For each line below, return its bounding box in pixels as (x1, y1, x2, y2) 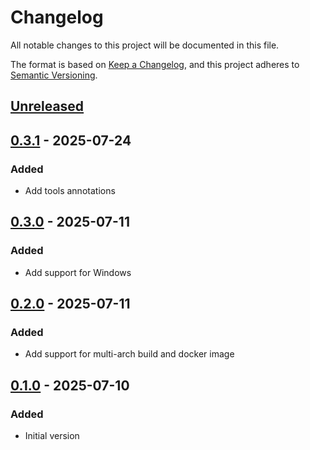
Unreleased (10, 98, 85, 115)
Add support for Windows (24, 266, 132, 278)
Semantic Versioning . (10, 69, 98, 81)
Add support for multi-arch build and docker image (24, 348, 235, 360)
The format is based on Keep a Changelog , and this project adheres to (10, 58, 300, 70)
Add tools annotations (24, 185, 116, 197)
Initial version (24, 430, 80, 442)
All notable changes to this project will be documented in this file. (10, 39, 280, 51)
